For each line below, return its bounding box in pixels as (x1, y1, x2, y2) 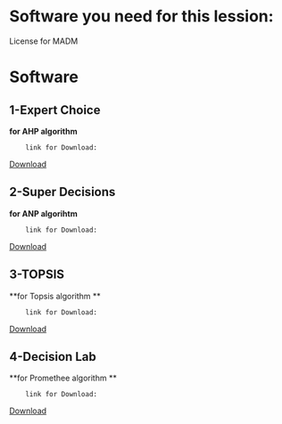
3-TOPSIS (9, 267, 65, 282)
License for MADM (9, 36, 79, 46)
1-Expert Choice (9, 102, 101, 118)
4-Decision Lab (9, 349, 96, 364)
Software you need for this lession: (9, 6, 274, 27)
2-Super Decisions (9, 184, 116, 200)
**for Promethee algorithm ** (9, 372, 118, 384)
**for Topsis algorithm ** (9, 290, 101, 301)
